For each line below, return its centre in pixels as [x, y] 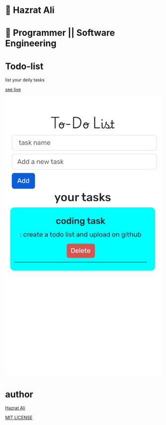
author [19, 394]
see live [13, 89]
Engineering [31, 43]
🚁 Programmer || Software [60, 33]
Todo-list [24, 66]
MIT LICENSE [19, 418]
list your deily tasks [25, 80]
